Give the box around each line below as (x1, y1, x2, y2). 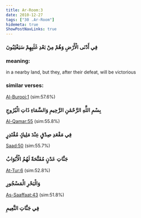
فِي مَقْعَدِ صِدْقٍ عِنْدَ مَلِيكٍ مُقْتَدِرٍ (6, 131, 72, 138)
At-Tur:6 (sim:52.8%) (6, 167, 50, 173)
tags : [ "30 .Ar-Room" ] (6, 17, 55, 22)
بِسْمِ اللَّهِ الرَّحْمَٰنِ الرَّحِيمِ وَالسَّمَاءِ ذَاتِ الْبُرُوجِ (6, 106, 101, 114)
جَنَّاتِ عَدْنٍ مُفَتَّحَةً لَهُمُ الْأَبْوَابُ (6, 155, 68, 162)
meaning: (6, 57, 30, 64)
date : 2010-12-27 (6, 12, 43, 17)
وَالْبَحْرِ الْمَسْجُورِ (6, 180, 41, 187)
